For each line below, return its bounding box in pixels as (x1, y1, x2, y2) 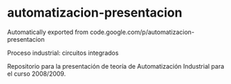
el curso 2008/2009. (7, 69, 66, 78)
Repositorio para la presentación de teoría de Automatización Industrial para (7, 62, 225, 70)
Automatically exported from (7, 28, 89, 36)
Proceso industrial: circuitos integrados (7, 49, 119, 57)
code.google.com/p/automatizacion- (89, 28, 195, 36)
